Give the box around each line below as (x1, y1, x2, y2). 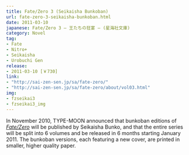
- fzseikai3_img (6, 101, 46, 107)
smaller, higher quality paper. (6, 142, 76, 149)
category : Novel (6, 30, 46, 36)
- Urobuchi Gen (6, 57, 43, 63)
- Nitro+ (6, 47, 28, 53)
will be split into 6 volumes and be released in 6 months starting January (6, 129, 181, 136)
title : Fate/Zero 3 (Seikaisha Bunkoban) (6, 8, 109, 15)
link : (6, 74, 19, 80)
